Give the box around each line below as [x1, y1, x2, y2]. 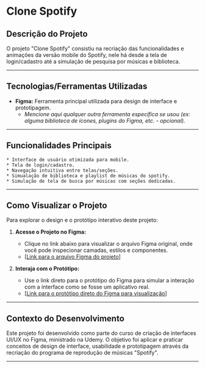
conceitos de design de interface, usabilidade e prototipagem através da [6, 342, 189, 350]
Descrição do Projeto [6, 29, 88, 39]
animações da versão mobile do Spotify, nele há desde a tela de [6, 51, 167, 59]
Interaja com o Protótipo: [15, 265, 80, 273]
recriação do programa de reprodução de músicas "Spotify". [6, 349, 159, 356]
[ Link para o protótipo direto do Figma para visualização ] [24, 290, 167, 297]
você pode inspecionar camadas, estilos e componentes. [24, 246, 168, 254]
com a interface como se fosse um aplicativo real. [24, 283, 150, 291]
